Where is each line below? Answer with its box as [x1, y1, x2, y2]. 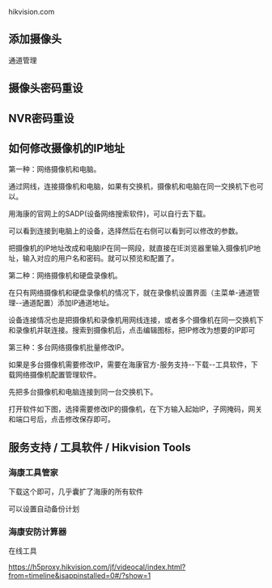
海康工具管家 [8, 467, 59, 478]
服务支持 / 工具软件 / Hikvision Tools [8, 441, 192, 454]
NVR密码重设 [8, 111, 74, 125]
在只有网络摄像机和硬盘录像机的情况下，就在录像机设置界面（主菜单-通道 [8, 288, 253, 298]
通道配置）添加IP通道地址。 [21, 298, 114, 308]
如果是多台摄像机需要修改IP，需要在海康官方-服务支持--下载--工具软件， [8, 360, 251, 369]
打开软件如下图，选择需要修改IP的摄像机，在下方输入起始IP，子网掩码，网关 [8, 404, 263, 414]
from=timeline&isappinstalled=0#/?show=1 [8, 571, 151, 581]
